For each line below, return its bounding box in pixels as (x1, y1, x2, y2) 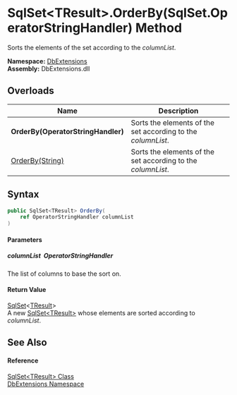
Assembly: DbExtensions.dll (7, 64, 90, 73)
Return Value (7, 286, 47, 294)
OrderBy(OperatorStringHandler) (11, 126, 125, 136)
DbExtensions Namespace (7, 379, 85, 388)
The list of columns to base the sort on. (7, 269, 121, 278)
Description (158, 106, 199, 116)
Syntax (7, 188, 39, 200)
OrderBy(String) (11, 155, 65, 165)
